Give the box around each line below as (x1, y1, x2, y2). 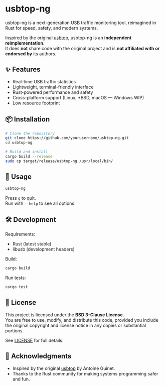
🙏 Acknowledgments (5, 352, 72, 360)
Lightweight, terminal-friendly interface (12, 84, 94, 90)
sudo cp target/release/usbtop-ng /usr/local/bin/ (5, 159, 113, 164)
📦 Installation (5, 115, 50, 123)
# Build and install (5, 149, 49, 155)
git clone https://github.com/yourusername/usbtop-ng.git (5, 136, 129, 141)
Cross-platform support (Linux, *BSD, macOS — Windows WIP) (12, 94, 144, 100)
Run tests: (5, 275, 26, 281)
